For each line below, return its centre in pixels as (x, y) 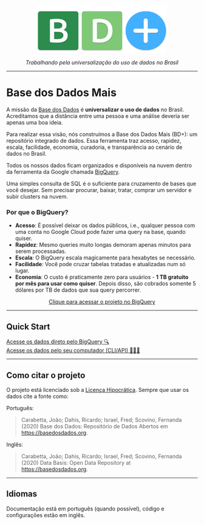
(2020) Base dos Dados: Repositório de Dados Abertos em (94, 427)
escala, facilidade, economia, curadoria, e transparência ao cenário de (94, 147)
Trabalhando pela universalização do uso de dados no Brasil (102, 63)
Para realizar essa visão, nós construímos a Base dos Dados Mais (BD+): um (102, 134)
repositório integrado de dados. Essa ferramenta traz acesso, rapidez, (94, 141)
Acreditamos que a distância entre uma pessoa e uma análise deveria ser (98, 116)
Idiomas (22, 494)
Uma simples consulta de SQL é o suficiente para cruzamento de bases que (101, 184)
